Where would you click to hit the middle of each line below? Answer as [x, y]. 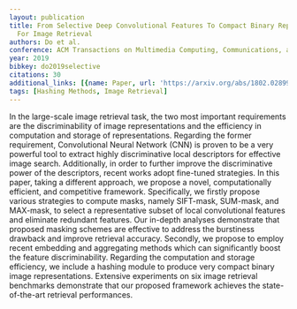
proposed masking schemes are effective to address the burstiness [132, 229]
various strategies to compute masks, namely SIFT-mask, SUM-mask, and [144, 200]
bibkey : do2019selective [55, 67]
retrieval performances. [90, 294]
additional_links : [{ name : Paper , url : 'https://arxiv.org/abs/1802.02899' [152, 83]
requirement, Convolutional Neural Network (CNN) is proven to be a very [141, 144]
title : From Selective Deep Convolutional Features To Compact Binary [142, 26]
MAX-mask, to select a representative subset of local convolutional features [147, 210]
